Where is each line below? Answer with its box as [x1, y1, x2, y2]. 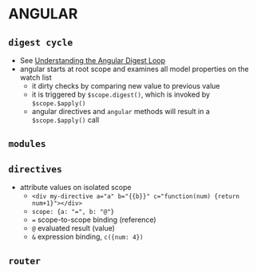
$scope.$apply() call [31, 115, 100, 125]
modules [8, 138, 46, 150]
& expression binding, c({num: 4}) [31, 232, 144, 242]
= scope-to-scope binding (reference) [31, 215, 157, 224]
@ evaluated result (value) [31, 224, 116, 233]
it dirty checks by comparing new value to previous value [31, 81, 221, 90]
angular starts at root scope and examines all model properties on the [19, 65, 249, 73]
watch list [19, 73, 52, 82]
